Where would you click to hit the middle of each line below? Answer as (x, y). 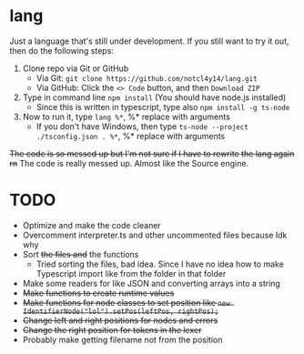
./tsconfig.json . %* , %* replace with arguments (131, 136)
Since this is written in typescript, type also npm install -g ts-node (163, 106)
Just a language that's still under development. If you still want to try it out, (149, 41)
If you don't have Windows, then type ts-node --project (142, 126)
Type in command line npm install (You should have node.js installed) (154, 97)
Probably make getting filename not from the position (122, 339)
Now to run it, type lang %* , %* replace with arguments (126, 116)
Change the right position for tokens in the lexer (112, 329)
